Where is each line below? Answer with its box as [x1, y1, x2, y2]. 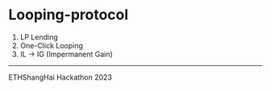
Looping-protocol [8, 6, 129, 24]
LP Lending [19, 32, 58, 42]
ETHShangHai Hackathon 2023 [8, 72, 113, 82]
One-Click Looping [19, 40, 83, 50]
